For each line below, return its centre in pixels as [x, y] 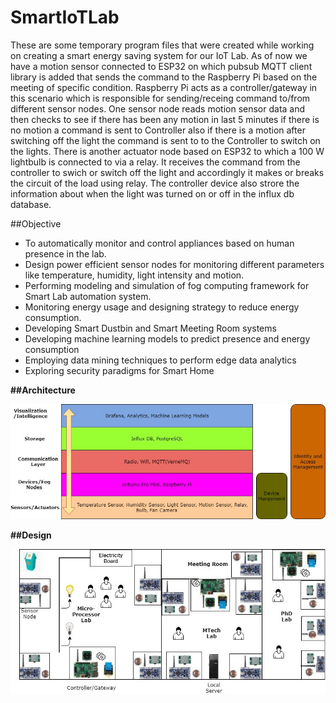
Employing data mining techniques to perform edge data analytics [160, 360]
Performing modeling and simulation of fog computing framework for [167, 285]
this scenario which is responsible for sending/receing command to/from [160, 98]
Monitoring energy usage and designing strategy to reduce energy [162, 307]
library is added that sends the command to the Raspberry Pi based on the [164, 77]
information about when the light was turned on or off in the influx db [152, 193]
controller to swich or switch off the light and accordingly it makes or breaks [167, 172]
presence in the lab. [65, 253]
